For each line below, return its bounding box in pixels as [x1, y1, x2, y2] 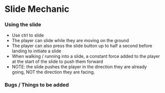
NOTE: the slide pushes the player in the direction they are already [11, 64, 147, 70]
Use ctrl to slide [11, 32, 44, 38]
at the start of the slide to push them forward [11, 58, 103, 65]
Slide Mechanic [4, 3, 70, 15]
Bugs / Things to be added [4, 82, 69, 89]
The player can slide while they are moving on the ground [11, 38, 129, 44]
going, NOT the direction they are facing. [11, 69, 95, 75]
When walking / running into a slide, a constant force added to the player [11, 53, 160, 59]
